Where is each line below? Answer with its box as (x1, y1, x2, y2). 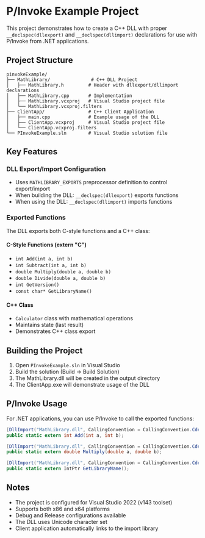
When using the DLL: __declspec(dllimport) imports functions (15, 198, 173, 206)
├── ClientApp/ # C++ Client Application (6, 109, 154, 115)
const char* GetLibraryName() (15, 288, 93, 294)
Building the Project (6, 345, 83, 356)
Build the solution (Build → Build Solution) (15, 368, 120, 375)
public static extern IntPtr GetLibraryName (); (6, 465, 130, 472)
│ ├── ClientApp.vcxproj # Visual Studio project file (6, 119, 165, 126)
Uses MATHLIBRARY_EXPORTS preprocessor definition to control (15, 179, 168, 186)
